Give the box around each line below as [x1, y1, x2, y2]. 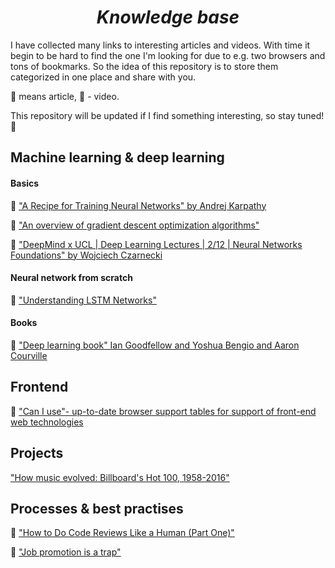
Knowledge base [96, 6, 240, 29]
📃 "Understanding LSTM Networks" [10, 294, 157, 306]
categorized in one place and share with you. [10, 71, 197, 83]
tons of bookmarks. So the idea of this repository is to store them [10, 60, 279, 72]
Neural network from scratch [10, 272, 133, 284]
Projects [10, 445, 64, 462]
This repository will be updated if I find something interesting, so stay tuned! [10, 109, 325, 121]
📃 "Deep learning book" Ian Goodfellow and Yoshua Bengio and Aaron [10, 339, 300, 351]
